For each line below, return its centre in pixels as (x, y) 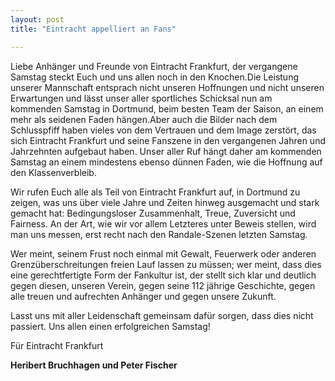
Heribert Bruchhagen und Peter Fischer (94, 365)
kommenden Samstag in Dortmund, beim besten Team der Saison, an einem (167, 108)
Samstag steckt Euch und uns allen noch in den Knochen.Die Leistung (154, 77)
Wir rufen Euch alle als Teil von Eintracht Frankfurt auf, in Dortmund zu (155, 192)
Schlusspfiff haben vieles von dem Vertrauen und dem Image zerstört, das (163, 130)
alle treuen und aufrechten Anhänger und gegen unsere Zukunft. (143, 296)
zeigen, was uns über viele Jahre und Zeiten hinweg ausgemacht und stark (165, 202)
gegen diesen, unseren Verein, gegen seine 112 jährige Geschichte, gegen (163, 285)
